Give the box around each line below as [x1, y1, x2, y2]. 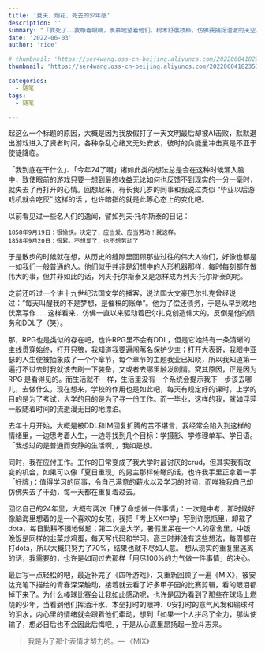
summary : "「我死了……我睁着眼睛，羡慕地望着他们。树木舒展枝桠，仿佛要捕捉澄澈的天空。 [8, 26, 263, 34]
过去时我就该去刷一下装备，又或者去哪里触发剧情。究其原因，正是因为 [28, 364, 257, 374]
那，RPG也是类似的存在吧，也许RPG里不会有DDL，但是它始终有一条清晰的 [8, 335, 251, 345]
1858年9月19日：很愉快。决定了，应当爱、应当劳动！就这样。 [8, 228, 180, 237]
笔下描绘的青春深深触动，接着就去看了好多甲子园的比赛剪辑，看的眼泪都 [21, 580, 257, 590]
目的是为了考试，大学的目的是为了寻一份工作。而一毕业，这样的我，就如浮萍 [8, 394, 257, 404]
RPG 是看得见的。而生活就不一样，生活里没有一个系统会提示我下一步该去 [8, 375, 246, 384]
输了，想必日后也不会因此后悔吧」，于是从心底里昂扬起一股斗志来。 [8, 620, 226, 629]
